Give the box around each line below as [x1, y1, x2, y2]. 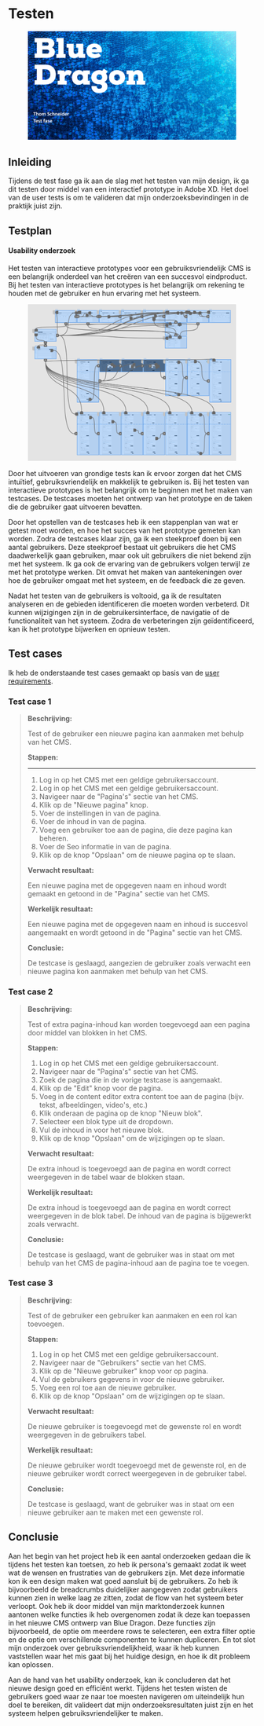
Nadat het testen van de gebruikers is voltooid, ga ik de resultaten [8, 591, 222, 601]
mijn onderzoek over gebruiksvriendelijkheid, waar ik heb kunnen [8, 1643, 220, 1652]
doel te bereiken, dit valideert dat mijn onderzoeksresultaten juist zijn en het [8, 1700, 254, 1710]
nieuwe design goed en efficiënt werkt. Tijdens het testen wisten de [8, 1683, 228, 1693]
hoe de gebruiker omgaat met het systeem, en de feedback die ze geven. [8, 576, 246, 585]
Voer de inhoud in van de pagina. [38, 817, 147, 826]
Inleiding [8, 155, 53, 169]
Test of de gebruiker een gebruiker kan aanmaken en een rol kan [27, 1310, 237, 1320]
